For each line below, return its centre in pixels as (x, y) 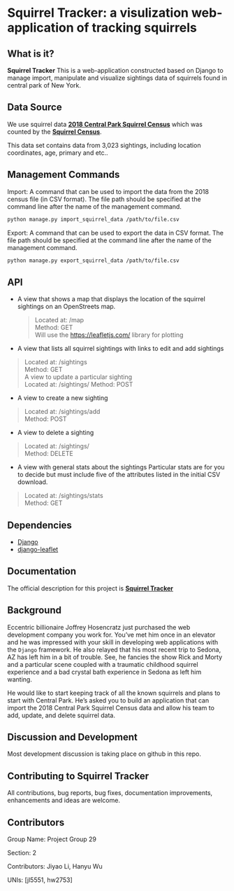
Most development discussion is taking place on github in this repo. (104, 754)
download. (32, 482)
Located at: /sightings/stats (64, 496)
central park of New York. (44, 85)
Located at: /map (59, 320)
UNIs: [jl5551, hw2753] (40, 880)
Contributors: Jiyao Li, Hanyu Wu (55, 866)
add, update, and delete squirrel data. (61, 715)
